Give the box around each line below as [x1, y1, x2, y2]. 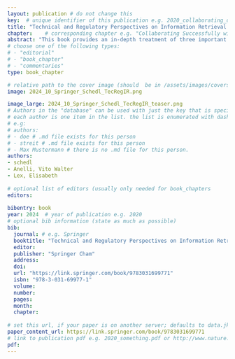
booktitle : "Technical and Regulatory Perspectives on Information [13, 237, 215, 244]
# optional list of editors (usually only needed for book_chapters [7, 185, 211, 192]
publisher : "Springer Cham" [13, 250, 96, 258]
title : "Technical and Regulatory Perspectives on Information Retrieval [7, 23, 227, 30]
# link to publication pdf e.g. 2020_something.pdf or [7, 335, 171, 342]
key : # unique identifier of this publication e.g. [7, 17, 164, 24]
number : [13, 289, 36, 296]
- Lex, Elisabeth [7, 172, 58, 179]
